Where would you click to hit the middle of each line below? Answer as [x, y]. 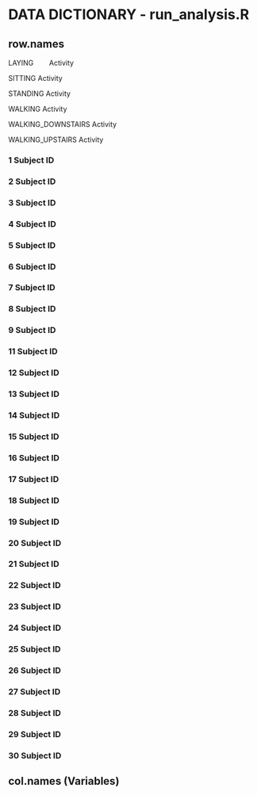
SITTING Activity [36, 78]
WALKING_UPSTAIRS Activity [56, 140]
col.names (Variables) [64, 781]
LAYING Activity [41, 63]
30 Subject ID [35, 755]
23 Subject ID [35, 606]
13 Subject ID [34, 394]
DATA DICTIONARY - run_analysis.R [129, 15]
